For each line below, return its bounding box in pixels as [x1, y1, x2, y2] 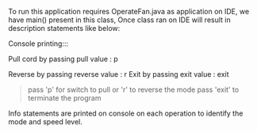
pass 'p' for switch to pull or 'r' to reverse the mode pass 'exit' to [27, 85, 240, 94]
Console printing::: [8, 39, 69, 48]
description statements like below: [8, 24, 121, 32]
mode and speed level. [8, 117, 83, 126]
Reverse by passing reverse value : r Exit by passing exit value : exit [8, 70, 229, 78]
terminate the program [27, 93, 102, 102]
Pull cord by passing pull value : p [8, 55, 119, 63]
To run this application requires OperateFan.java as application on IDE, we [8, 7, 250, 16]
